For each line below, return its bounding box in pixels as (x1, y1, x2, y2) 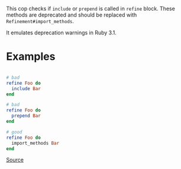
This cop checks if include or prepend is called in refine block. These (6, 5, 176, 12)
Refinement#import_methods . (6, 18, 75, 24)
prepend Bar (11, 113, 41, 119)
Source (6, 157, 24, 164)
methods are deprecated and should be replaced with (6, 11, 137, 18)
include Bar (11, 85, 41, 91)
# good (6, 129, 22, 135)
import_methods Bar (11, 140, 60, 146)
